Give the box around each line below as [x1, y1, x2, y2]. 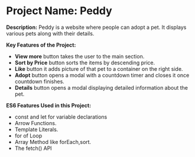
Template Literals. [14, 126, 58, 133]
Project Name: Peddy [6, 4, 112, 18]
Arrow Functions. [14, 119, 57, 126]
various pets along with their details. [6, 30, 95, 37]
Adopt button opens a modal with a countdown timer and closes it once [14, 71, 190, 78]
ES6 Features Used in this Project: [6, 102, 92, 109]
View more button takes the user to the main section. [14, 53, 145, 60]
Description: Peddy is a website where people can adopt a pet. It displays [6, 24, 187, 31]
